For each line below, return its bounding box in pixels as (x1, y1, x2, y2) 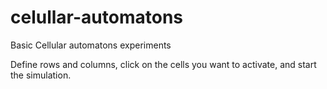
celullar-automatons (10, 6, 183, 29)
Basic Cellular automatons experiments (10, 39, 172, 51)
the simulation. (10, 69, 72, 81)
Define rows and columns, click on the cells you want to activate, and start (10, 58, 317, 70)
